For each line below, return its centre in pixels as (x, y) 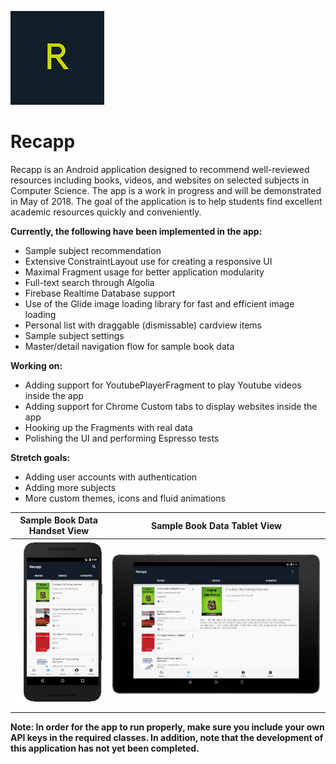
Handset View (59, 531)
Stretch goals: (40, 457)
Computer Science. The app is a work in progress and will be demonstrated (166, 190)
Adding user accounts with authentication (111, 477)
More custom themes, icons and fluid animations (125, 498)
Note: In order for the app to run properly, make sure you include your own (167, 727)
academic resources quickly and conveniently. (106, 212)
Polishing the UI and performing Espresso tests (122, 438)
